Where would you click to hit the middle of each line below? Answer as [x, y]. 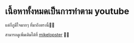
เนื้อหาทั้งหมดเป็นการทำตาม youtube [67, 11]
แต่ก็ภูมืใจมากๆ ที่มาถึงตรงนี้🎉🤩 [30, 25]
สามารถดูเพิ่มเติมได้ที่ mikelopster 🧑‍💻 [37, 34]
